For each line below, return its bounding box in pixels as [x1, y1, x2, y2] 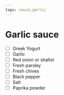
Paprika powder [12, 85, 46, 90]
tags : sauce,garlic [5, 7, 46, 12]
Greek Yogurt [12, 45, 40, 51]
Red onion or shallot [12, 56, 54, 62]
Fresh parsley [12, 62, 41, 68]
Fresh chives [12, 68, 39, 74]
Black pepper [12, 73, 41, 79]
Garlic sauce [5, 28, 59, 40]
